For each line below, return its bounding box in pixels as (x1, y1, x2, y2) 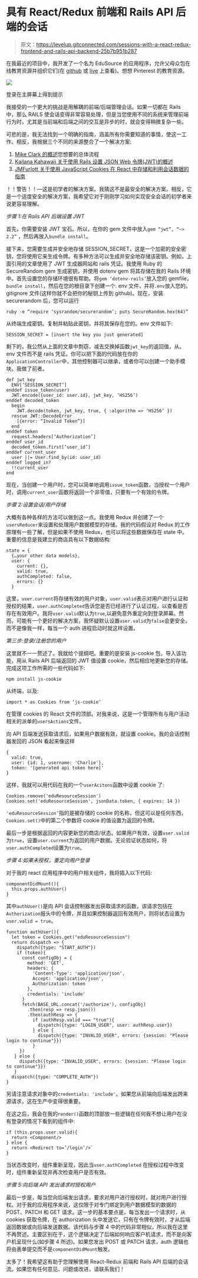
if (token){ (16, 950, 46, 956)
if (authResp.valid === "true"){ (32, 1017, 115, 1023)
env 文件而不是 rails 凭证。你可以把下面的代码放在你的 (6, 350, 138, 357)
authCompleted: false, (16, 573, 72, 580)
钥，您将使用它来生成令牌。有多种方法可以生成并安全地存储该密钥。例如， (6, 253, 187, 260)
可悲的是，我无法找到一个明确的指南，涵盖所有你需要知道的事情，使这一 (6, 131, 181, 138)
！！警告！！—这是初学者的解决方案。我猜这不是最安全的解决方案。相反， (6, 185, 187, 192)
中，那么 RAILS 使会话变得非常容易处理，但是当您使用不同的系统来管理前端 (6, 111, 189, 118)
